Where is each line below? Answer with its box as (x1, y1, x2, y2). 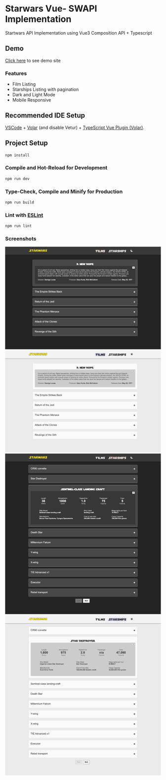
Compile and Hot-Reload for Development (5, 164, 108, 171)
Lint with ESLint (5, 211, 43, 218)
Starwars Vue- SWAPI (5, 3, 97, 14)
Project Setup (5, 139, 48, 147)
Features (5, 70, 27, 77)
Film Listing (12, 81, 36, 87)
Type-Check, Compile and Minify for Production (5, 188, 123, 195)
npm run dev (5, 176, 30, 181)
